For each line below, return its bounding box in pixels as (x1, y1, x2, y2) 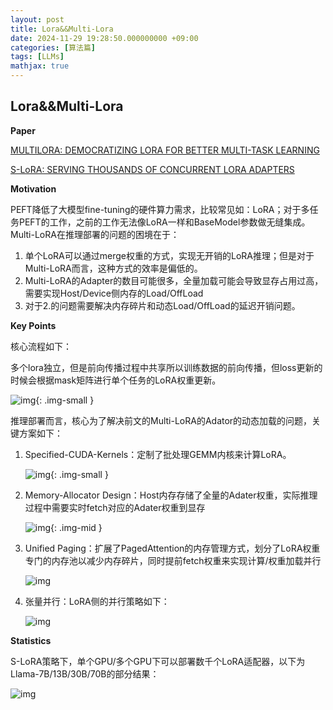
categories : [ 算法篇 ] (10, 42, 96, 53)
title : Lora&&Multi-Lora (10, 24, 114, 34)
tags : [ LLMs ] (10, 52, 65, 62)
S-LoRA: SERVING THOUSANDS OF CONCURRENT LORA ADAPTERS (10, 163, 295, 175)
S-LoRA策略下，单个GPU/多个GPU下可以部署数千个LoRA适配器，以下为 (10, 655, 306, 667)
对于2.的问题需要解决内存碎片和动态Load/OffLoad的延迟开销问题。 (24, 299, 301, 311)
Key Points (10, 319, 57, 331)
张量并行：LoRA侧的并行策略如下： (24, 595, 170, 607)
